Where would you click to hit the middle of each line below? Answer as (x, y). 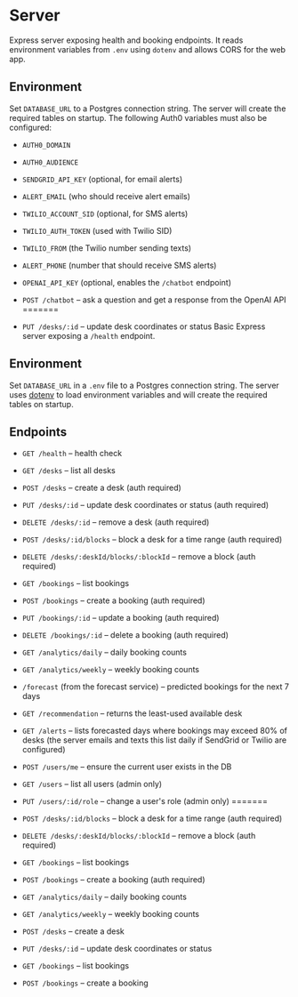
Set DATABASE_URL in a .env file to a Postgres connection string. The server (145, 385)
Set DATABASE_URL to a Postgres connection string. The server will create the (148, 109)
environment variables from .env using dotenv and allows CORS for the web (148, 49)
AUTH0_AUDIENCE (50, 162)
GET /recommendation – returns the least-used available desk (132, 713)
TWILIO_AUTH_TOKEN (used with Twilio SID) (97, 230)
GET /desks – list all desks (68, 470)
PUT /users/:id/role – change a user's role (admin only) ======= (145, 801)
